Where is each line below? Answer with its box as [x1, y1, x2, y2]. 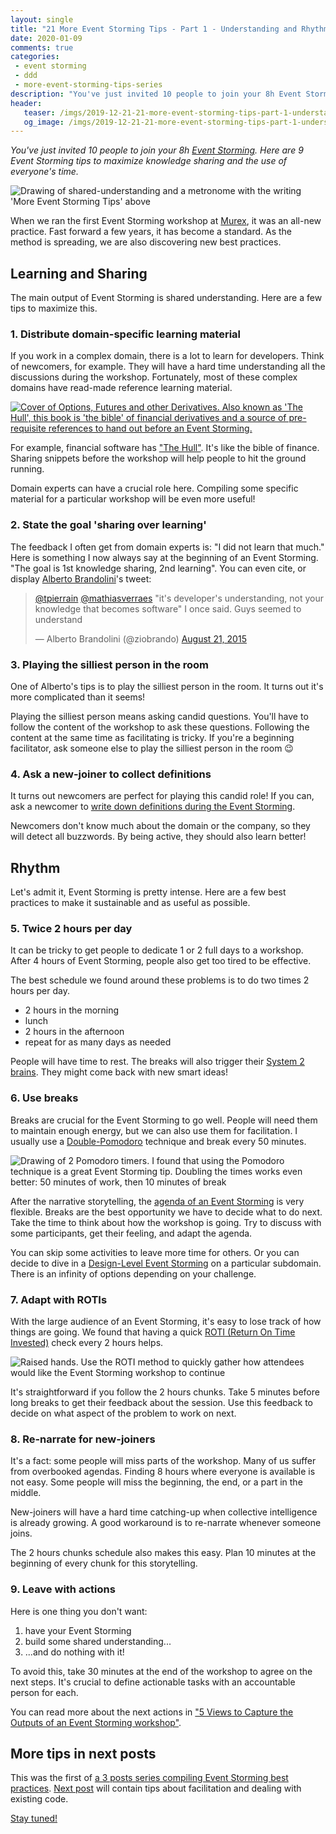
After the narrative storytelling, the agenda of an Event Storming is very [10, 1195, 305, 1207]
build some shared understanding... [24, 1635, 172, 1647]
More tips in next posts [10, 1745, 157, 1762]
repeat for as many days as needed [24, 1036, 172, 1048]
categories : [10, 52, 60, 62]
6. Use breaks [10, 1091, 79, 1105]
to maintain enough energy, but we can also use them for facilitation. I [10, 1124, 298, 1136]
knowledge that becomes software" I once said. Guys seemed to [34, 602, 302, 615]
